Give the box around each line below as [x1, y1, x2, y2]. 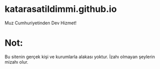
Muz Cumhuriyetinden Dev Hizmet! [4, 20, 77, 26]
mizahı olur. [4, 59, 28, 65]
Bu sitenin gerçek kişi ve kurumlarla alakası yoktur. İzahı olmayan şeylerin [4, 54, 156, 60]
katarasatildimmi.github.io [4, 3, 117, 15]
